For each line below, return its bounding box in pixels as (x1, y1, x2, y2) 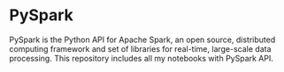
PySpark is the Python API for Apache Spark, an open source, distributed (9, 34, 276, 45)
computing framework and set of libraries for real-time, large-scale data (9, 43, 272, 54)
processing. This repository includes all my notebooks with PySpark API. (9, 53, 274, 63)
